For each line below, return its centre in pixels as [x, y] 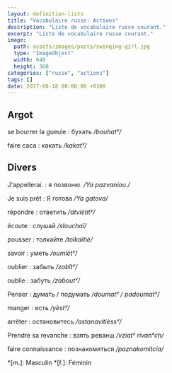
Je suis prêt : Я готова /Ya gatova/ [58, 198]
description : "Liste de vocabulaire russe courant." [87, 27]
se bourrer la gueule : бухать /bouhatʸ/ [64, 132]
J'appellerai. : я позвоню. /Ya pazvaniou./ [69, 184]
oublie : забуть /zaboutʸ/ [44, 280]
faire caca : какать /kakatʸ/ [47, 146]
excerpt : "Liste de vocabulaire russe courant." [80, 34]
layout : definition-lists [45, 14]
